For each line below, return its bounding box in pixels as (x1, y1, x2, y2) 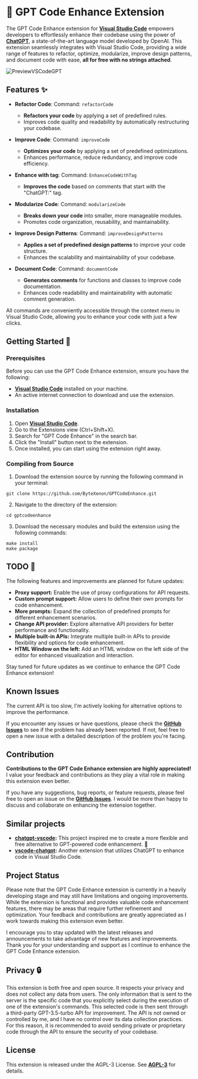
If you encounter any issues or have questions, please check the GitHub (6, 720, 181, 727)
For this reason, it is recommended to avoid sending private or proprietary (6, 1022, 186, 1029)
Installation (6, 406, 39, 415)
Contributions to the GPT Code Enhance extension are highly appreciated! (6, 765, 192, 772)
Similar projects (6, 819, 65, 829)
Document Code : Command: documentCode (14, 265, 118, 272)
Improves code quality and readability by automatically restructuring (23, 118, 190, 125)
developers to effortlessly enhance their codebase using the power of (6, 31, 176, 38)
